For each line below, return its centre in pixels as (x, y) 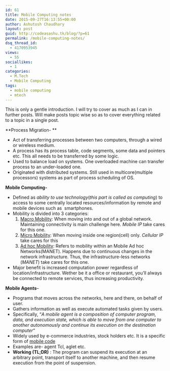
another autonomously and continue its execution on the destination (84, 325)
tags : (11, 85)
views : (12, 52)
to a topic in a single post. (32, 120)
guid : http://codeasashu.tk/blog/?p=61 (47, 34)
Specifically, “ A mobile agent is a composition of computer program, (84, 314)
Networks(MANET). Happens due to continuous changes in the (86, 252)
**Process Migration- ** (31, 130)
